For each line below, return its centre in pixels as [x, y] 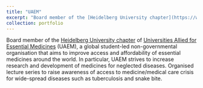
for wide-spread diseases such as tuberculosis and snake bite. [84, 78]
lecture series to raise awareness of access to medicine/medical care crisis [100, 72]
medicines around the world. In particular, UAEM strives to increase [90, 59]
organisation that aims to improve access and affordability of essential [94, 53]
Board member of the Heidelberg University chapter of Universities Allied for [101, 40]
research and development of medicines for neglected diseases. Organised [100, 66]
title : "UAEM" [24, 12]
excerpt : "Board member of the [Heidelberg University [77, 17]
